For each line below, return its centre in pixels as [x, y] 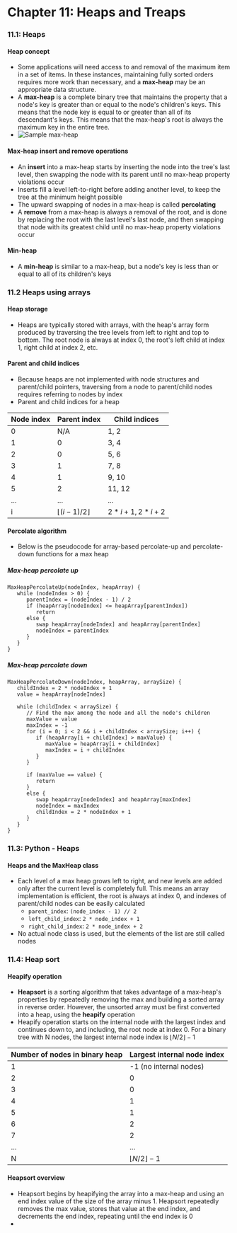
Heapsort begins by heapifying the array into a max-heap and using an [121, 1193]
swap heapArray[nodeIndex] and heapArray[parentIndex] [118, 625]
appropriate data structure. [57, 90]
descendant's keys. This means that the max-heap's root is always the [120, 120]
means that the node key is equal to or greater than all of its [104, 112]
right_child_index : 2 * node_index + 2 [86, 926]
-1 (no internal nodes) [167, 1067]
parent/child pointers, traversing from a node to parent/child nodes [115, 387]
